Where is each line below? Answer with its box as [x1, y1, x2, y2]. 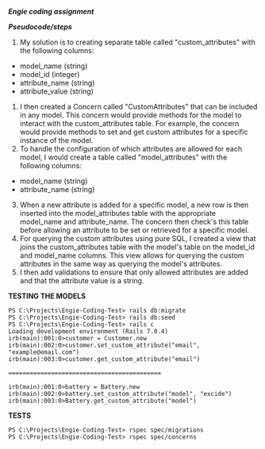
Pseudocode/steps [8, 22, 73, 31]
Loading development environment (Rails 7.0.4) [8, 328, 169, 336]
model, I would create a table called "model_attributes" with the [19, 152, 228, 162]
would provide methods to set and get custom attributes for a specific [19, 127, 248, 136]
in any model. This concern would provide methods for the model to [19, 110, 242, 120]
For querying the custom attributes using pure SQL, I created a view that [19, 234, 256, 243]
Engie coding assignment [8, 7, 94, 16]
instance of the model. [19, 136, 94, 145]
